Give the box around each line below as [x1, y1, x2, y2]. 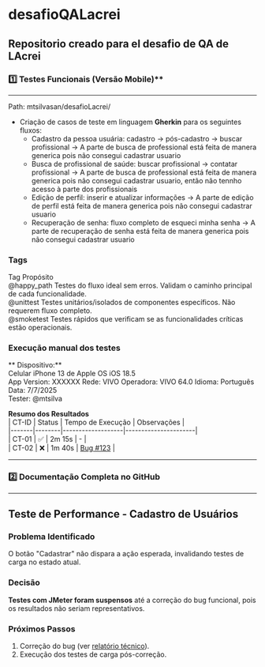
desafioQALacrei [8, 6, 121, 24]
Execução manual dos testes [8, 342, 121, 353]
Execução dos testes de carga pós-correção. [19, 650, 167, 659]
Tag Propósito [8, 273, 54, 282]
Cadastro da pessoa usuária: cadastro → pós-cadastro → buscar [31, 134, 243, 143]
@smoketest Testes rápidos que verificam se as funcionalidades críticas [8, 315, 244, 324]
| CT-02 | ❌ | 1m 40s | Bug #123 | [8, 443, 116, 453]
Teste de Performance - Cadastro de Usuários [8, 507, 239, 521]
